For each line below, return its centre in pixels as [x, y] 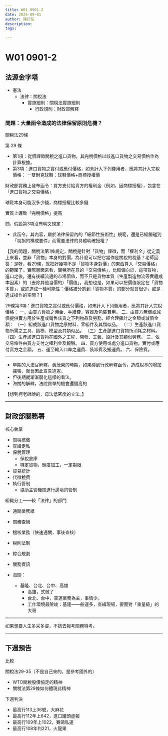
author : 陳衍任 [20, 19]
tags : [11, 29]
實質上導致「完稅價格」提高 [34, 213]
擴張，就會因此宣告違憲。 [39, 371]
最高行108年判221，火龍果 [39, 728]
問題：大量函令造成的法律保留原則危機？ [54, 123]
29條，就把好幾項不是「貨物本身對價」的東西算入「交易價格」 [95, 264]
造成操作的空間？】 [25, 295]
